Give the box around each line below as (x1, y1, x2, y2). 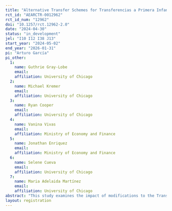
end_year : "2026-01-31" (5, 46, 56, 51)
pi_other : (5, 55, 27, 60)
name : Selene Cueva (14, 160, 56, 165)
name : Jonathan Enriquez (14, 141, 68, 146)
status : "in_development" (5, 31, 60, 36)
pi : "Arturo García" (5, 50, 50, 55)
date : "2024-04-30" (5, 27, 47, 32)
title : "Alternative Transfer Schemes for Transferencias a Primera (5, 7, 155, 13)
